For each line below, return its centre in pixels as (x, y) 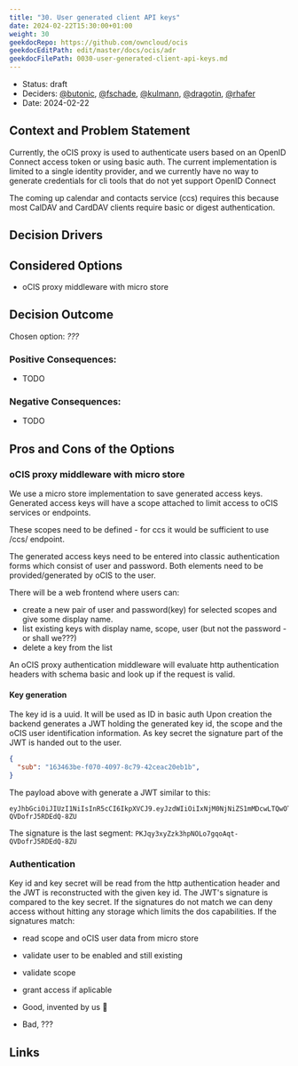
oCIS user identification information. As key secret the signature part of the (146, 733)
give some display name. (67, 620)
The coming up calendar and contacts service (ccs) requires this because (144, 197)
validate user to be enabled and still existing (102, 956)
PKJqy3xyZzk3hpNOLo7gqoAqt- (187, 834)
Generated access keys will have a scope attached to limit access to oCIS (144, 503)
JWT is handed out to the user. (66, 742)
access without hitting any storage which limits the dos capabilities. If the (143, 911)
